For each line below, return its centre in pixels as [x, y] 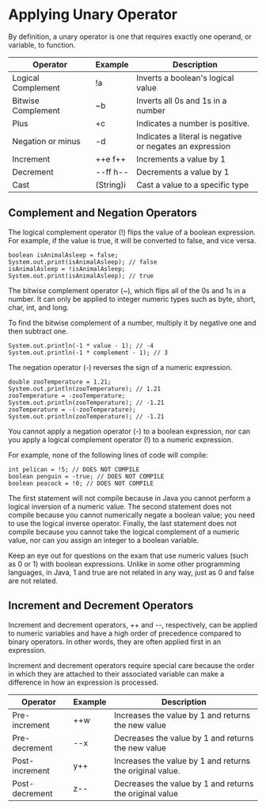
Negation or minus [46, 141]
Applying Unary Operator [93, 15]
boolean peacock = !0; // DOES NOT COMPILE [81, 483]
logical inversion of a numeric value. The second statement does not [120, 506]
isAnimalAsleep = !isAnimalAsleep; [67, 269]
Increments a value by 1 [181, 158]
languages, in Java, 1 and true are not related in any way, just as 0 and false [131, 572]
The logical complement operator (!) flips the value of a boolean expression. [132, 232]
